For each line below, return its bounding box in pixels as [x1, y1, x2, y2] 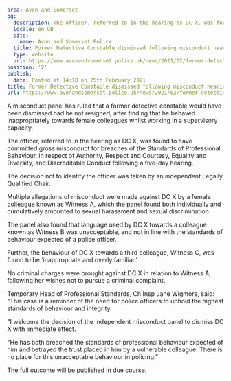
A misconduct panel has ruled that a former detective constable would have [7, 102, 222, 110]
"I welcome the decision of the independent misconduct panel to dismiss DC [7, 318, 224, 326]
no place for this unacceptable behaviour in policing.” [7, 353, 158, 361]
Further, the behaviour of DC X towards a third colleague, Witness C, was [7, 249, 214, 257]
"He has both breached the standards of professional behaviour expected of [7, 338, 223, 347]
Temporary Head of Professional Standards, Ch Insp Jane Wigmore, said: [7, 290, 215, 298]
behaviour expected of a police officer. [7, 235, 117, 244]
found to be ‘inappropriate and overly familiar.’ [7, 256, 137, 264]
